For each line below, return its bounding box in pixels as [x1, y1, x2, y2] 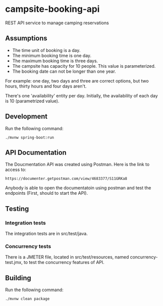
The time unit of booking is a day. [12, 47, 81, 53]
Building [5, 273, 31, 282]
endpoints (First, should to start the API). [5, 190, 88, 196]
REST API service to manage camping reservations [5, 20, 109, 26]
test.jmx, [5, 260, 23, 265]
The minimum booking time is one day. [12, 52, 92, 58]
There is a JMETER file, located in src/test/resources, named [5, 254, 129, 260]
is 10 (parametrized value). [5, 98, 59, 104]
